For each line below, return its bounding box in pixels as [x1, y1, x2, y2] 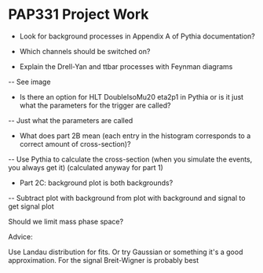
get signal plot [8, 202, 55, 211]
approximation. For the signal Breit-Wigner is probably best [8, 255, 199, 264]
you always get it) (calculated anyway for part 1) [8, 162, 163, 172]
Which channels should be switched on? [19, 46, 151, 56]
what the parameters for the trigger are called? [19, 100, 171, 110]
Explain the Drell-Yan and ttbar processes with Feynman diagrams [19, 61, 233, 71]
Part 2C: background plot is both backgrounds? [19, 178, 174, 187]
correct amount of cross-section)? [19, 139, 131, 148]
